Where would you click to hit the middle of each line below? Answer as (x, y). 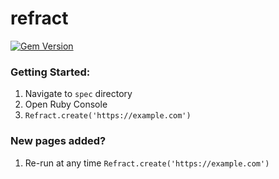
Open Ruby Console (66, 104)
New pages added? (58, 141)
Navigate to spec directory (78, 94)
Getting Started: (50, 72)
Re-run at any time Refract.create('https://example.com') (147, 163)
